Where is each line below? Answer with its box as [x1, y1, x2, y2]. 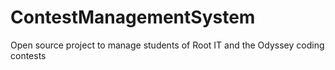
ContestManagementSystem [10, 6, 256, 29]
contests [10, 49, 47, 61]
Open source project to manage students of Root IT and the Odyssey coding [10, 39, 325, 51]
